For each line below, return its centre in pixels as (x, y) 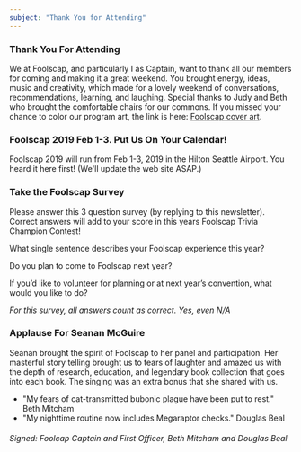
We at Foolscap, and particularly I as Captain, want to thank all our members (150, 68)
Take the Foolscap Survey (67, 192)
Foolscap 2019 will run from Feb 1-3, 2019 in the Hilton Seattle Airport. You (147, 159)
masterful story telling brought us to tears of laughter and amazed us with (146, 362)
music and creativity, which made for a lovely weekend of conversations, (144, 87)
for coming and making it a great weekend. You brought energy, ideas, (140, 78)
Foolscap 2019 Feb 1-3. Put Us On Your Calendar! (118, 139)
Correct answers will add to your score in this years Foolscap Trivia (134, 221)
